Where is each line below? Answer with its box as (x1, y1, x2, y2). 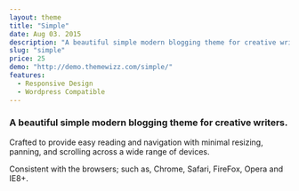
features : (9, 71, 46, 80)
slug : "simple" (9, 46, 66, 55)
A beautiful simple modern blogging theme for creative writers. (9, 116, 288, 129)
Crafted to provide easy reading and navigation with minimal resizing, (9, 137, 264, 147)
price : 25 (9, 54, 46, 63)
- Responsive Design (17, 79, 93, 88)
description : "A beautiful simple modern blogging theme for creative (9, 37, 277, 47)
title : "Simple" (9, 21, 69, 30)
